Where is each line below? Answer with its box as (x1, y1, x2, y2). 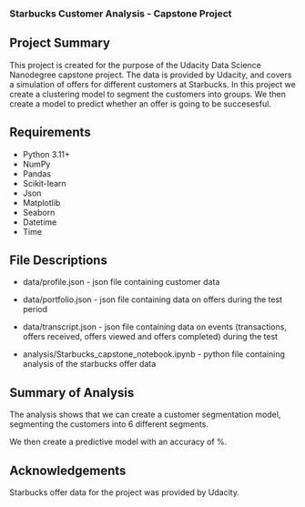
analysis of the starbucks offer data (22, 359, 157, 370)
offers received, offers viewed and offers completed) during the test (22, 331, 279, 342)
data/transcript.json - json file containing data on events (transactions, (22, 321, 287, 332)
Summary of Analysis (9, 385, 135, 401)
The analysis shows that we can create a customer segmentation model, (9, 409, 281, 421)
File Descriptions (9, 252, 107, 268)
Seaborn (22, 207, 56, 218)
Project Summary (9, 35, 111, 51)
